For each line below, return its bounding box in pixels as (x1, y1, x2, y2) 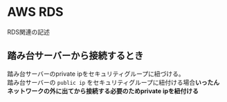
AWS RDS (7, 4, 64, 20)
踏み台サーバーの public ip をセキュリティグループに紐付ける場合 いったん (7, 78, 220, 86)
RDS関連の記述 (7, 28, 51, 36)
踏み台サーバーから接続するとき (7, 50, 144, 62)
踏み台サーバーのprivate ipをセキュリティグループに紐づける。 (7, 70, 185, 78)
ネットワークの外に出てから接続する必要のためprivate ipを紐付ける (7, 87, 199, 95)
